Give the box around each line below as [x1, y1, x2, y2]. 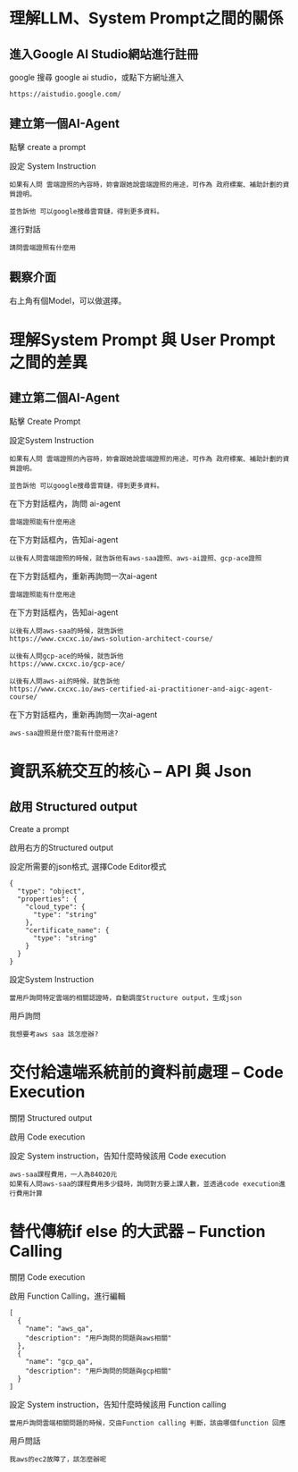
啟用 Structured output [9, 799, 138, 814]
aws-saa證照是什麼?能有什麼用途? [9, 728, 119, 737]
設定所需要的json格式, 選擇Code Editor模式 [9, 861, 167, 871]
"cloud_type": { [25, 902, 87, 912]
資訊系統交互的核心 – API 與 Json [9, 761, 252, 781]
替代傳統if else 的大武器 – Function [9, 1221, 266, 1241]
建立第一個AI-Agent [9, 116, 120, 131]
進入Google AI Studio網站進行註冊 [9, 46, 199, 62]
